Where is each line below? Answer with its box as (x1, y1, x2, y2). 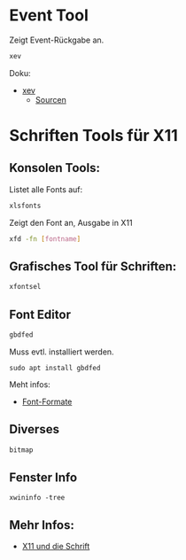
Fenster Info (9, 471, 78, 486)
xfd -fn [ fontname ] (9, 234, 81, 244)
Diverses (9, 422, 60, 437)
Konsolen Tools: (9, 160, 100, 175)
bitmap (9, 445, 34, 455)
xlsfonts (9, 201, 42, 210)
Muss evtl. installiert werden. (9, 346, 114, 357)
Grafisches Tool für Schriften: (9, 259, 177, 274)
